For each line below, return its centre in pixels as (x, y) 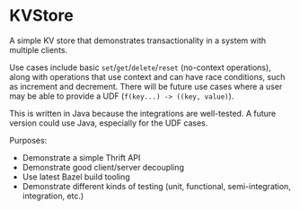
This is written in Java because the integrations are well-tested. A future (143, 113)
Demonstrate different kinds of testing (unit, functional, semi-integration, (157, 186)
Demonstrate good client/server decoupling (103, 167)
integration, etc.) (53, 196)
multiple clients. (39, 49)
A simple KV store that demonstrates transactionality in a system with (138, 40)
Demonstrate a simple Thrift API (81, 157)
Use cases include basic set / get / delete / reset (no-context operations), (140, 67)
